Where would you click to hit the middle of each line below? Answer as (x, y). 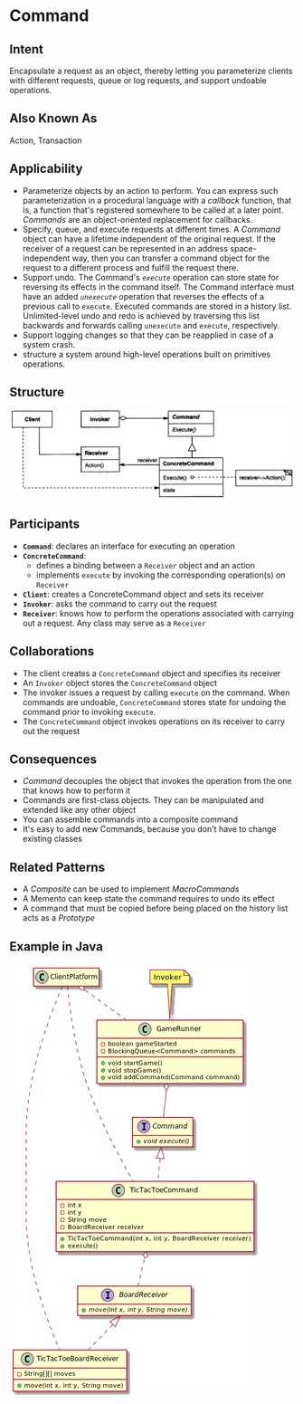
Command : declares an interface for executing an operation (128, 546)
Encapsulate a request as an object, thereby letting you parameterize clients (151, 71)
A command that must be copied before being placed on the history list (155, 908)
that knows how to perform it (76, 791)
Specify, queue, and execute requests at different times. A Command (151, 229)
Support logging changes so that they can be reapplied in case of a (148, 335)
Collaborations (52, 651)
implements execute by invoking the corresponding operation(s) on (161, 575)
